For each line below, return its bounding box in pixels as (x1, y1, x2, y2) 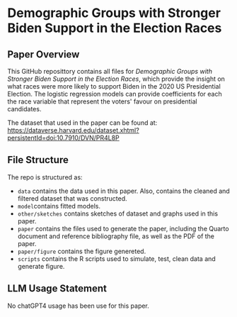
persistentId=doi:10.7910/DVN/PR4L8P (7, 133, 120, 142)
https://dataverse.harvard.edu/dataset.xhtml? (7, 126, 139, 134)
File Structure (7, 154, 69, 166)
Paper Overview (7, 48, 80, 60)
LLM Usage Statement (7, 282, 108, 295)
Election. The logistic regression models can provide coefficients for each (7, 90, 222, 98)
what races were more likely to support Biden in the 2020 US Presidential (7, 82, 221, 90)
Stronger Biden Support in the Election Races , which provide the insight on (7, 74, 225, 83)
